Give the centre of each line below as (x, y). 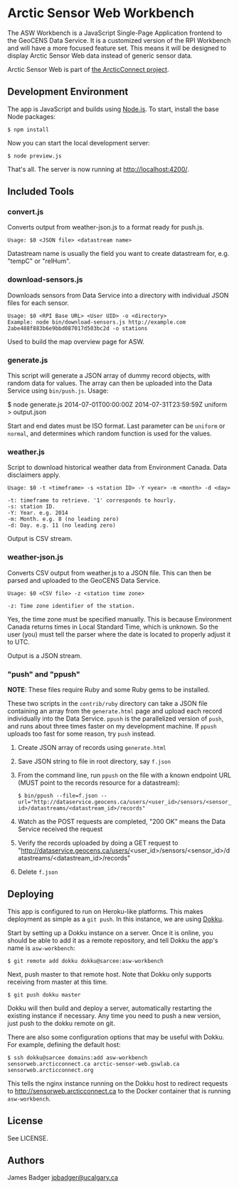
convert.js (26, 212)
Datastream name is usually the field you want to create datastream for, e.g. (118, 254)
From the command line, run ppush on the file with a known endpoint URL (124, 775)
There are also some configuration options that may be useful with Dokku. (116, 1037)
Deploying (31, 894)
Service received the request (60, 829)
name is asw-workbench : (42, 948)
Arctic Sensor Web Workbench (101, 13)
